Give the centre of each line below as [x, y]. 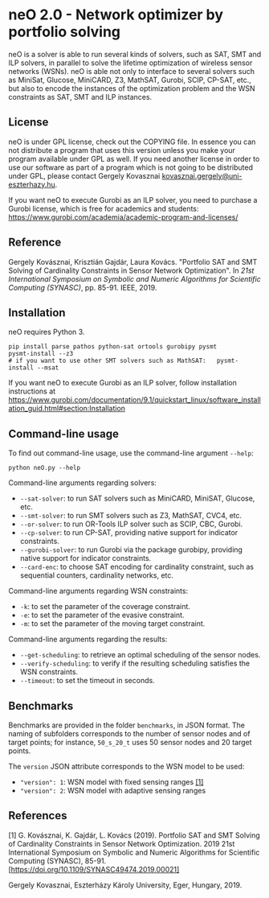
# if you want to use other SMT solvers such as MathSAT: [107, 361]
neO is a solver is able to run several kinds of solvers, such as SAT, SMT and [135, 54]
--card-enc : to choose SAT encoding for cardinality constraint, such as [137, 567]
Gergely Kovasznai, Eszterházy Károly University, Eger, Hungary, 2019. [125, 885]
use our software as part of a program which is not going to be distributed [130, 167]
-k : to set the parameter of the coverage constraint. [105, 607]
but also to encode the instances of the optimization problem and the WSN [132, 88]
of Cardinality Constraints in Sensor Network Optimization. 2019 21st [122, 843]
